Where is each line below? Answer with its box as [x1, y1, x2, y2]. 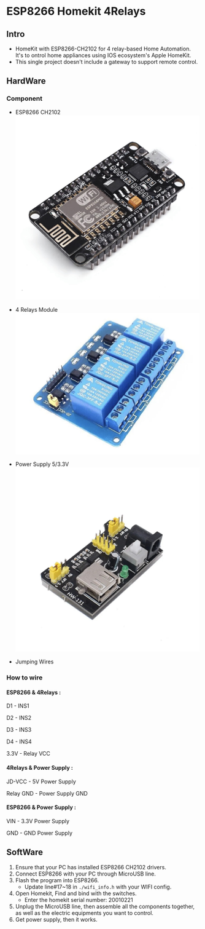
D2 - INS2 [6, 714, 32, 722]
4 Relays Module [15, 306, 58, 313]
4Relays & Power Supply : [6, 764, 74, 771]
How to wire [6, 673, 43, 682]
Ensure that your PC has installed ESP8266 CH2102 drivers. [15, 863, 167, 871]
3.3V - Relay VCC [6, 750, 51, 757]
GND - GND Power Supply [6, 829, 72, 837]
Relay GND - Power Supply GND [6, 789, 88, 797]
